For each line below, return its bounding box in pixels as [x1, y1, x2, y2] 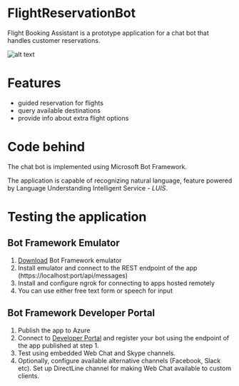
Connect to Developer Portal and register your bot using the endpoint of [17, 333, 230, 342]
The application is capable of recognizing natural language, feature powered [7, 176, 233, 185]
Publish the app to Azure [17, 326, 91, 335]
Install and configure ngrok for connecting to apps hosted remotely [17, 278, 215, 287]
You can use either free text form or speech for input [17, 286, 173, 295]
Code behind [7, 139, 86, 155]
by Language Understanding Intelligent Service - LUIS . [7, 183, 168, 192]
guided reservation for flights [17, 98, 103, 107]
